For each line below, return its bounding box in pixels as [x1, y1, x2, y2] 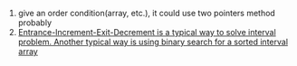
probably [17, 17, 53, 28]
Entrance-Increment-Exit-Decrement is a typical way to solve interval [17, 27, 276, 37]
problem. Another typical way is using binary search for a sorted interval [17, 36, 288, 47]
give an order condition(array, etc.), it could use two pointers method [17, 8, 276, 18]
